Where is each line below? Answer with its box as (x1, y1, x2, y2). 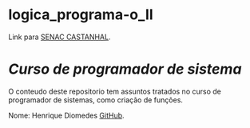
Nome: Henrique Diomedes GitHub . (8, 110, 125, 120)
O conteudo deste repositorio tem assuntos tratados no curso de (8, 86, 221, 96)
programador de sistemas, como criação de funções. (8, 94, 184, 105)
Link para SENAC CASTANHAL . (8, 32, 111, 42)
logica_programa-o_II (8, 6, 153, 24)
